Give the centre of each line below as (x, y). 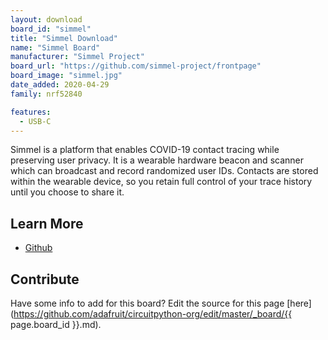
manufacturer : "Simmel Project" (77, 57)
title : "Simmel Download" (64, 38)
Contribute (45, 279)
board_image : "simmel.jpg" (66, 76)
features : (31, 112)
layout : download (46, 19)
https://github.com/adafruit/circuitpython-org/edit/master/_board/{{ (153, 314)
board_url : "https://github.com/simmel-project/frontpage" (136, 66)
